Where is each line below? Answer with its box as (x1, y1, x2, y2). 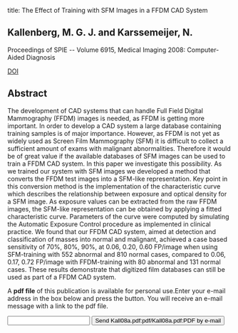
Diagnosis (26, 53, 56, 61)
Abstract (7, 88, 48, 100)
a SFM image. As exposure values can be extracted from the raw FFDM (7, 197, 217, 206)
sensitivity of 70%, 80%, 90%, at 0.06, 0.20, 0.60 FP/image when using (7, 242, 218, 251)
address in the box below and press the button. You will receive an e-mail (7, 294, 223, 302)
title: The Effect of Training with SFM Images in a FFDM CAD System (7, 6, 208, 14)
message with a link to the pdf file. (7, 302, 109, 310)
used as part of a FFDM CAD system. (7, 273, 116, 281)
